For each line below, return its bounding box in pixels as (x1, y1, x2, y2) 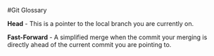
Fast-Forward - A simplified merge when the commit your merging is (7, 33, 208, 41)
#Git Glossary (7, 6, 47, 14)
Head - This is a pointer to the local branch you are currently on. (7, 20, 194, 27)
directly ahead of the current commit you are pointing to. (7, 41, 172, 48)
